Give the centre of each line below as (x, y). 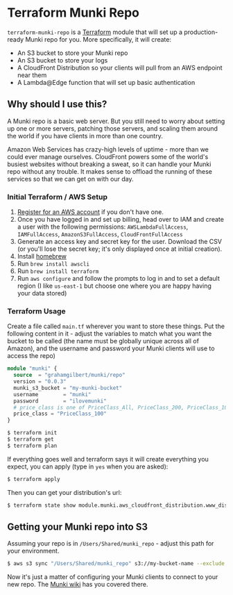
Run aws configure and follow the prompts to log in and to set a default (118, 279)
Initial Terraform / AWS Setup (57, 197)
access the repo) (31, 356)
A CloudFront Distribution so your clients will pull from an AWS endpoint (120, 67)
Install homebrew (42, 256)
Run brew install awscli (53, 264)
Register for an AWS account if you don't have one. (90, 212)
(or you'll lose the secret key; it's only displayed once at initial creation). (120, 249)
